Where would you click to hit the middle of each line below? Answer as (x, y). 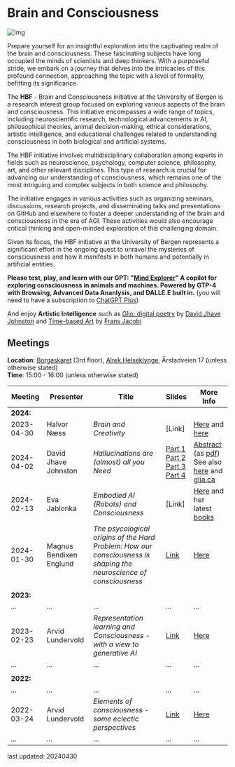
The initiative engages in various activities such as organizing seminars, (111, 198)
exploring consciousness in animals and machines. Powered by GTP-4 (112, 285)
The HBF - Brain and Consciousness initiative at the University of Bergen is (115, 97)
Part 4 (176, 475)
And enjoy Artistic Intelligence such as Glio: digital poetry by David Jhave (114, 313)
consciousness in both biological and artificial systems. (87, 141)
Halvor (57, 424)
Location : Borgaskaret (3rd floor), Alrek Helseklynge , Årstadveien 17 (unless (117, 360)
